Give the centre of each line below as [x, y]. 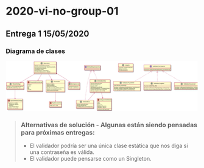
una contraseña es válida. [62, 152]
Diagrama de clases [35, 51]
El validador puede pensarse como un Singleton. [90, 159]
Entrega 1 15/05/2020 [47, 34]
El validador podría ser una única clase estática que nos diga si [109, 146]
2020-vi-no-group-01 [62, 11]
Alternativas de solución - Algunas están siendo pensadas [109, 125]
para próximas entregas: [58, 132]
